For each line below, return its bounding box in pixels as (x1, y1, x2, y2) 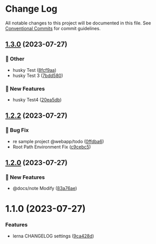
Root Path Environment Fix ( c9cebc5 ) (12, 144, 91, 150)
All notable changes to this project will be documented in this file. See (5, 20, 151, 26)
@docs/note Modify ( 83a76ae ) (12, 185, 77, 192)
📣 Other (5, 56, 24, 63)
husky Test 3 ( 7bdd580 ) (12, 72, 64, 78)
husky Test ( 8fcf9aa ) (12, 67, 57, 73)
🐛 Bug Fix (5, 127, 29, 134)
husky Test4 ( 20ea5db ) (12, 96, 62, 102)
